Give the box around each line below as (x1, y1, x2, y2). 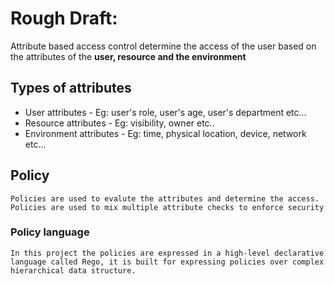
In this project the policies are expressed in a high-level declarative (10, 248, 325, 258)
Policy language (10, 225, 90, 239)
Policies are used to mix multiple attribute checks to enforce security (10, 202, 325, 212)
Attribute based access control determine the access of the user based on (10, 40, 317, 52)
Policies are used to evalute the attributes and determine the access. (10, 193, 320, 204)
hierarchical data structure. (10, 265, 137, 276)
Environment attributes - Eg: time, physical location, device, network (24, 127, 307, 139)
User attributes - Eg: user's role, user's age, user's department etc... (24, 106, 307, 118)
